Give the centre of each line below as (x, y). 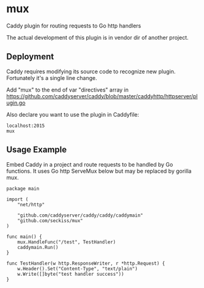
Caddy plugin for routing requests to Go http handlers (74, 26)
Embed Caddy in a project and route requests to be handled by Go (90, 164)
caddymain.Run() (38, 247)
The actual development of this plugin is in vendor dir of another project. (97, 37)
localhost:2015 (26, 126)
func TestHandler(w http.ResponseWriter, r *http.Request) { (86, 263)
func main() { (24, 237)
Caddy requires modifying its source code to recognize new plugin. (91, 71)
